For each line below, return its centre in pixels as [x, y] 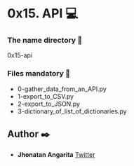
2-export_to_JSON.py [49, 104]
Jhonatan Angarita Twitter [56, 154]
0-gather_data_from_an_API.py [62, 89]
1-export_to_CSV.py [46, 96]
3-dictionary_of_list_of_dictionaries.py [72, 111]
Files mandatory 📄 [39, 74]
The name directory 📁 [45, 41]
